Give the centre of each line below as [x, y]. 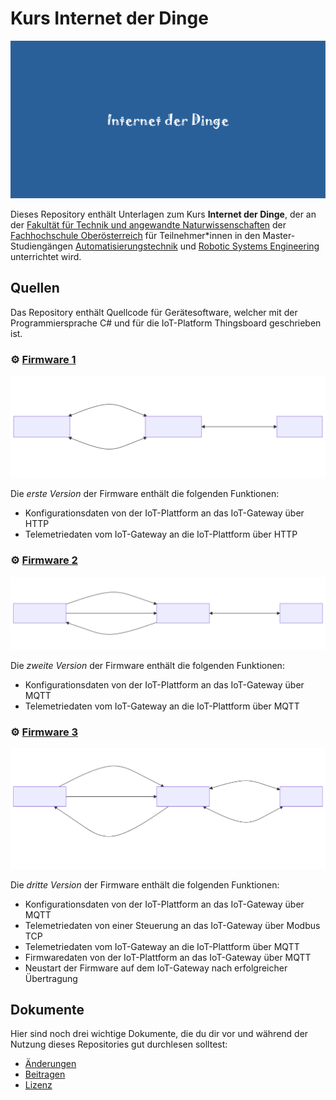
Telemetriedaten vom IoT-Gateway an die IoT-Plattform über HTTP [161, 534]
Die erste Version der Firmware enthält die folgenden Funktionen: [145, 494]
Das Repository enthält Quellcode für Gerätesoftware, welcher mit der [154, 312]
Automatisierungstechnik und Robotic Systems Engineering [197, 246]
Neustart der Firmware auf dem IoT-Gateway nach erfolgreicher [156, 968]
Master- [279, 235]
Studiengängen [41, 246]
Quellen [35, 288]
